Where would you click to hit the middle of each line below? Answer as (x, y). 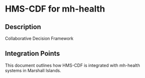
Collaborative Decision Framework (39, 38)
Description (23, 27)
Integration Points (33, 54)
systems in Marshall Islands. (33, 70)
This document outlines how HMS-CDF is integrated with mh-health (72, 65)
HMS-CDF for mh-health (55, 9)
